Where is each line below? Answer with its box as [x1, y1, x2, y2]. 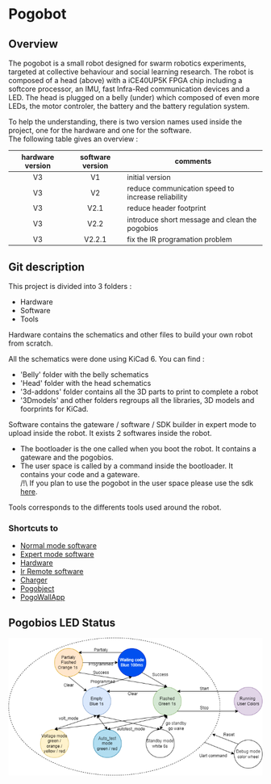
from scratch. [8, 338, 54, 348]
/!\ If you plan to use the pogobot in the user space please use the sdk [19, 478, 254, 488]
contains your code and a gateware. [19, 470, 140, 480]
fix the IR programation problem [127, 234, 232, 244]
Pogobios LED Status [8, 615, 116, 630]
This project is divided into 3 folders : [8, 282, 132, 291]
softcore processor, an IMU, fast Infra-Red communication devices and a [8, 84, 250, 94]
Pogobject [19, 584, 55, 593]
